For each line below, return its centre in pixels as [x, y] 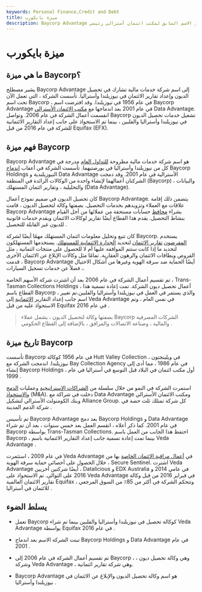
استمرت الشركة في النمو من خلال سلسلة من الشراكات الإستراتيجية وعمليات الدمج [99, 388]
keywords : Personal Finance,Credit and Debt [63, 12]
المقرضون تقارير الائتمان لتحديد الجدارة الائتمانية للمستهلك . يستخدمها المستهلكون [97, 242]
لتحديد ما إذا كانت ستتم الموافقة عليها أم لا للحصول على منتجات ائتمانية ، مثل [92, 249]
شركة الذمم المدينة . [29, 407]
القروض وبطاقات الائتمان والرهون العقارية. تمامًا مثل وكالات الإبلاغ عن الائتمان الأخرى [101, 255]
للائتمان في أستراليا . [29, 488]
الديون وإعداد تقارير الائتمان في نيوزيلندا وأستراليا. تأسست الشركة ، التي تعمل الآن [98, 96]
